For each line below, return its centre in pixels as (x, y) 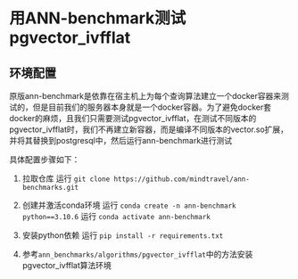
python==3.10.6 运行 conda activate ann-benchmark (116, 216)
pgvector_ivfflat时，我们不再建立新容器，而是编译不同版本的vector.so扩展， (149, 129)
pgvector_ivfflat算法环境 (66, 265)
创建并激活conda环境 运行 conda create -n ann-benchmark (129, 205)
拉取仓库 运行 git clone (66, 178)
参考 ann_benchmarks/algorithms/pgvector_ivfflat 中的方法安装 (137, 254)
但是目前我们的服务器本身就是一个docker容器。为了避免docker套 (152, 107)
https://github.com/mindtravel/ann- (182, 179)
